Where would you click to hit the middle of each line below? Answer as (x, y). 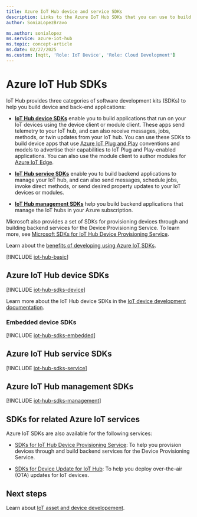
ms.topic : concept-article (39, 44)
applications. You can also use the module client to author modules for (100, 156)
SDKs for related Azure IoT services (73, 419)
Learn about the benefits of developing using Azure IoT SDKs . (81, 245)
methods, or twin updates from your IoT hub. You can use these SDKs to (102, 137)
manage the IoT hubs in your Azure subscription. (74, 210)
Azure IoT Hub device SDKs (58, 276)
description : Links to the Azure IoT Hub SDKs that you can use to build (99, 17)
